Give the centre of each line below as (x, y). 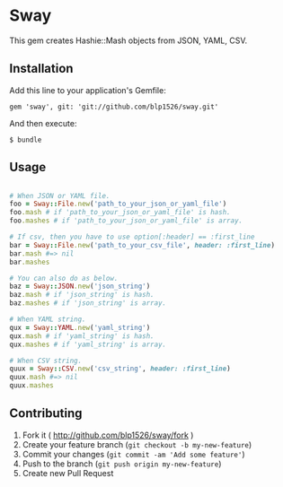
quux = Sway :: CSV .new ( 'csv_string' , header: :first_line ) (120, 369)
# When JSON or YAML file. (60, 196)
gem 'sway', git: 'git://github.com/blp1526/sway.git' (114, 107)
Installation (41, 69)
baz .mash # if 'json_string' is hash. (82, 295)
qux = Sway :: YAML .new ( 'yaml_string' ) (80, 327)
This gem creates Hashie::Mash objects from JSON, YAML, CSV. (128, 40)
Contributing (46, 413)
